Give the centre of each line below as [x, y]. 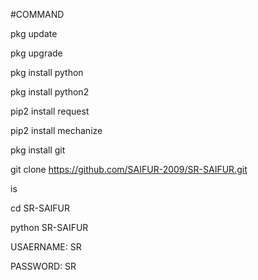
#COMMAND [37, 14]
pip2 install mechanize [56, 130]
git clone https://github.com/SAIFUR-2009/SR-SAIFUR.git [129, 169]
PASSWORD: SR [43, 266]
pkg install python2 [50, 92]
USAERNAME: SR [46, 247]
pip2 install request [50, 111]
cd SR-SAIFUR [40, 208]
